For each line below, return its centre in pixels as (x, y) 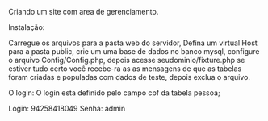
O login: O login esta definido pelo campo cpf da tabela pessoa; (114, 93)
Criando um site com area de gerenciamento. (84, 12)
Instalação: (27, 27)
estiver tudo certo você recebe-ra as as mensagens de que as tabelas (125, 69)
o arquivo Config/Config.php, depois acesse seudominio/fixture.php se (127, 60)
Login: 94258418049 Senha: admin (67, 108)
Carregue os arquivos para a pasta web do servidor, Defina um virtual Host (133, 43)
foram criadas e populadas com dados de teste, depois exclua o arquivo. (129, 77)
